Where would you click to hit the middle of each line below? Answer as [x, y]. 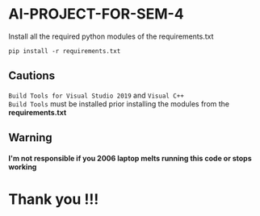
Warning [30, 138]
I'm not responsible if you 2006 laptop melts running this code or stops [130, 158]
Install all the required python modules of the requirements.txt [111, 36]
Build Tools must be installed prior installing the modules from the [119, 104]
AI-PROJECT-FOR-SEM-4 [96, 14]
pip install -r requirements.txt [65, 51]
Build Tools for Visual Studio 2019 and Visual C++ [96, 95]
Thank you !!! [54, 199]
